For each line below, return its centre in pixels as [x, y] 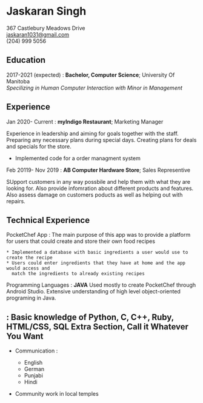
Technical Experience [48, 220]
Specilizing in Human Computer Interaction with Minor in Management [95, 88]
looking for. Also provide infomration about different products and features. [100, 188]
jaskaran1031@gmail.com [38, 34]
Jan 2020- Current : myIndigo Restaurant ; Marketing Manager [85, 121]
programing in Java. [31, 298]
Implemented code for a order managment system [78, 158]
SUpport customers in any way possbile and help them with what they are [98, 181]
